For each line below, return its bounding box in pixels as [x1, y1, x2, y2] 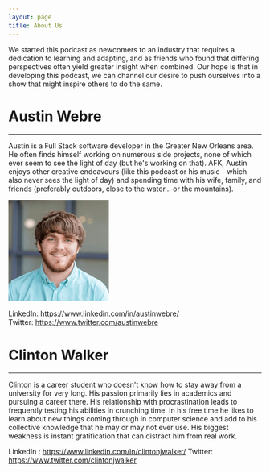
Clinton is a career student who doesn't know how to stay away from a [8, 380, 242, 390]
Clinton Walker [8, 346, 109, 364]
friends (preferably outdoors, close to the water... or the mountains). [8, 184, 235, 193]
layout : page [8, 13, 52, 21]
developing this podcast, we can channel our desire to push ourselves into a [8, 70, 261, 80]
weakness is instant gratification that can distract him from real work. [8, 431, 238, 441]
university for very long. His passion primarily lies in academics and [8, 388, 232, 398]
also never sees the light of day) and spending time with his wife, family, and [8, 176, 262, 185]
